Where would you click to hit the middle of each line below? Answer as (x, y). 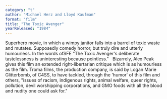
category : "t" (20, 10)
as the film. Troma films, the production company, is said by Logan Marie (81, 70)
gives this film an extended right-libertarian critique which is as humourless (83, 64)
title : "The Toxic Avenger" (35, 24)
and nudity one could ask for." (36, 91)
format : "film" (21, 19)
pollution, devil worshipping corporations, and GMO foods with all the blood (84, 85)
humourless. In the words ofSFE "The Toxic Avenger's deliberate (72, 54)
